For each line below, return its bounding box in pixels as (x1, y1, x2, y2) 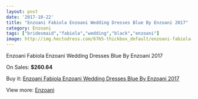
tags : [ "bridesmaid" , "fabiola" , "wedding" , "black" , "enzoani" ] (6, 31, 160, 37)
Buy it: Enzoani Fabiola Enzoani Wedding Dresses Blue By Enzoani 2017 (6, 75, 180, 82)
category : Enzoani (6, 25, 51, 31)
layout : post (6, 8, 38, 15)
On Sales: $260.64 (6, 64, 53, 71)
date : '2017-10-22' (6, 14, 54, 20)
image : (6, 36, 22, 42)
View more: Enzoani (6, 87, 55, 93)
